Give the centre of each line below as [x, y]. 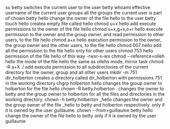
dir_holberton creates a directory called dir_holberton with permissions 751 [83, 78]
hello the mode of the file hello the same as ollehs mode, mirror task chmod [84, 61]
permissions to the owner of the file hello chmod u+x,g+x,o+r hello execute [84, 29]
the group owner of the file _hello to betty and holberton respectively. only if [85, 105]
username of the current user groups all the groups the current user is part [84, 13]
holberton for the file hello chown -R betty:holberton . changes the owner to [85, 88]
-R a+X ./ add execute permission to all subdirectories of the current [77, 67]
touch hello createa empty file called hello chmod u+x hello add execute [81, 23]
